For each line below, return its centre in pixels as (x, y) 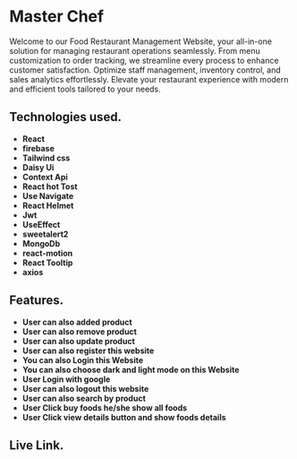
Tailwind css (46, 158)
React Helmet (48, 205)
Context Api (45, 177)
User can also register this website (88, 351)
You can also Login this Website (83, 359)
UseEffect (41, 224)
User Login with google (66, 379)
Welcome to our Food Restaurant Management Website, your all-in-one (141, 41)
